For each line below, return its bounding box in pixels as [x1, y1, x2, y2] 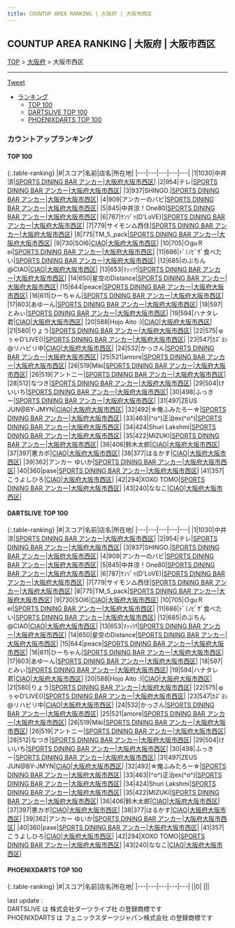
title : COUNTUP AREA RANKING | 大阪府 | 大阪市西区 [7, 10, 152, 18]
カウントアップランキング [7, 134, 93, 144]
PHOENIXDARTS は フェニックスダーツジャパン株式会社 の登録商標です [7, 913, 213, 922]
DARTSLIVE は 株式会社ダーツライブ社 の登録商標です [7, 904, 162, 913]
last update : [7, 896, 43, 904]
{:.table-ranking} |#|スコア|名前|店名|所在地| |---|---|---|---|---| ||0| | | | [7, 882, 210, 890]
